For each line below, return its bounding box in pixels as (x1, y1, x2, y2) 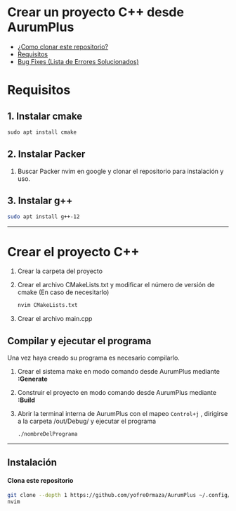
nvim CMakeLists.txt (17, 302, 78, 309)
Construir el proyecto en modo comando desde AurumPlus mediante (17, 388, 216, 396)
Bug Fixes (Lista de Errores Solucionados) (17, 57, 139, 65)
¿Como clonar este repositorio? (17, 42, 109, 51)
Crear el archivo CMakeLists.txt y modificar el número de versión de (17, 281, 216, 289)
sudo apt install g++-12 (7, 213, 80, 220)
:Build (17, 396, 35, 404)
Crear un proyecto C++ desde (7, 4, 185, 20)
